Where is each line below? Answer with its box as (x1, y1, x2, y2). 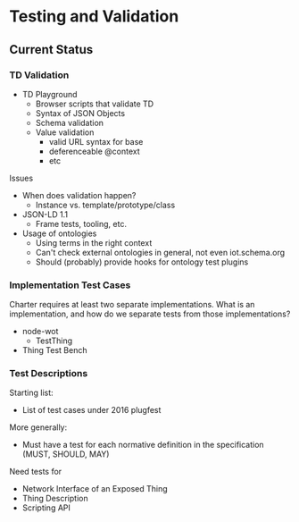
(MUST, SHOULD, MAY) (21, 449, 110, 459)
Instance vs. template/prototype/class (35, 199, 176, 210)
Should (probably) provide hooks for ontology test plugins (35, 257, 249, 267)
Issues (9, 173, 34, 183)
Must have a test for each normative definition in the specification (21, 440, 265, 450)
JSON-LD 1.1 (21, 208, 69, 220)
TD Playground (21, 88, 78, 99)
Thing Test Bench (21, 345, 87, 356)
